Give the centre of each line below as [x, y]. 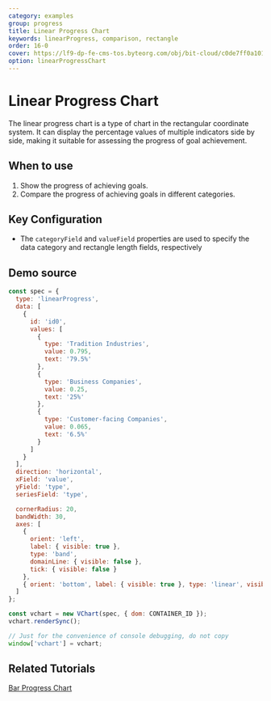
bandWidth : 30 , [41, 517]
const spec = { [34, 292]
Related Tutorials [52, 669]
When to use [41, 166]
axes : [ [29, 524]
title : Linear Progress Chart [59, 31]
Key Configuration [55, 220]
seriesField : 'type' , [52, 494]
